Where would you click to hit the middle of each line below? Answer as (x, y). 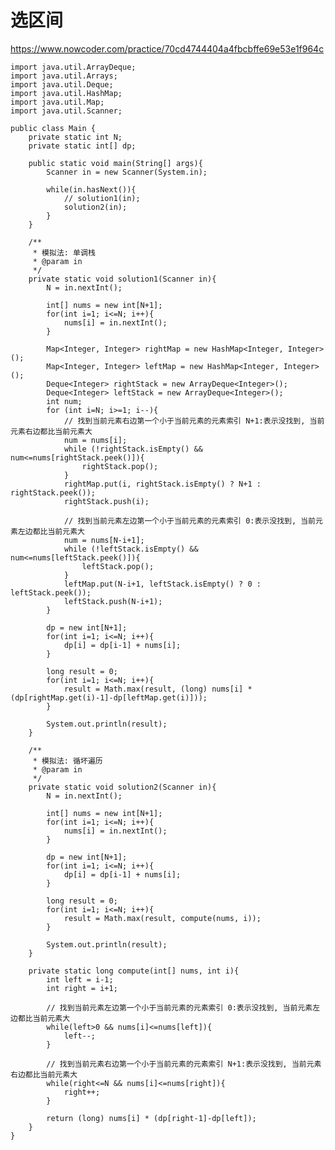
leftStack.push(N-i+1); (113, 601)
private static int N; (75, 137)
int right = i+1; (82, 988)
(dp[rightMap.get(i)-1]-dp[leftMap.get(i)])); (109, 697)
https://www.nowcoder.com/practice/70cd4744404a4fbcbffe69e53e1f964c (167, 48)
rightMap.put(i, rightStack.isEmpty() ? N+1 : (162, 484)
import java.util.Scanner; (66, 111)
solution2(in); (95, 207)
